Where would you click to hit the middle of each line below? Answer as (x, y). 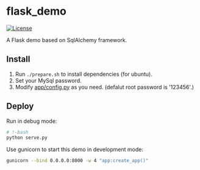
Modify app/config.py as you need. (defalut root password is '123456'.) (104, 87)
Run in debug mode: (32, 121)
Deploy (20, 106)
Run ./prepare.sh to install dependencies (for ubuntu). (84, 74)
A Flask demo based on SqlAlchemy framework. (67, 40)
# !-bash (17, 132)
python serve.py (27, 138)
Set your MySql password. (48, 80)
